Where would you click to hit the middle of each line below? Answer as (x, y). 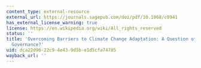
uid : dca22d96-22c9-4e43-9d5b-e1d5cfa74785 (61, 50)
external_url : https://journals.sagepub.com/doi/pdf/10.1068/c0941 (92, 17)
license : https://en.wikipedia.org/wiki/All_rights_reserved (84, 28)
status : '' (20, 34)
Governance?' (28, 45)
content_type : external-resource (48, 12)
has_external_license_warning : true (52, 22)
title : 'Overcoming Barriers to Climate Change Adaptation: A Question (97, 39)
